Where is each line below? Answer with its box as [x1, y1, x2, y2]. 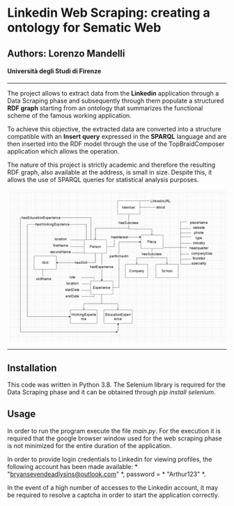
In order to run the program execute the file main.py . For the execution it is [7, 426, 221, 435]
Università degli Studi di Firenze [7, 67, 102, 75]
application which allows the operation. [7, 147, 120, 155]
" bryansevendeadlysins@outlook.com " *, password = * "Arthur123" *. [7, 470, 206, 478]
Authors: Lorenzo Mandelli [7, 47, 125, 59]
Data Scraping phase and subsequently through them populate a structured [7, 96, 224, 105]
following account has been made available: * [7, 462, 138, 470]
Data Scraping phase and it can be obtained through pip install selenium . [7, 388, 216, 396]
